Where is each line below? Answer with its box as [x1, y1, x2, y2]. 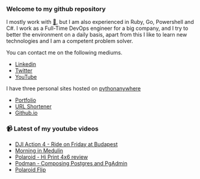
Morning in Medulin [14, 147, 64, 154]
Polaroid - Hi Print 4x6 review [14, 153, 88, 160]
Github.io [14, 110, 38, 117]
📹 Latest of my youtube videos [6, 125, 99, 133]
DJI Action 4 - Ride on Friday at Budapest [14, 140, 118, 148]
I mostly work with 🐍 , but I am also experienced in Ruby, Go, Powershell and [6, 19, 194, 26]
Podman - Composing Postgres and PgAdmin [14, 159, 128, 166]
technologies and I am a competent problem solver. [6, 38, 133, 45]
